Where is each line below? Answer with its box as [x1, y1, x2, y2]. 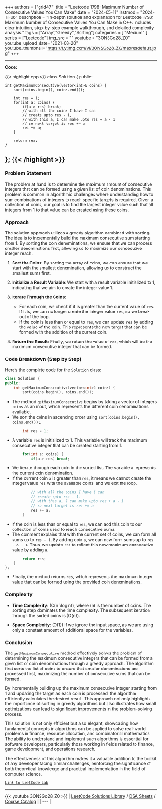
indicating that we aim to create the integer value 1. [12, 284, 114, 290]
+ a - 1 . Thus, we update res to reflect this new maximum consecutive [12, 542, 153, 547]
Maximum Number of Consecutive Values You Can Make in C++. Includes [5, 19, 151, 25]
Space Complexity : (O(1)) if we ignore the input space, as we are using [12, 622, 153, 628]
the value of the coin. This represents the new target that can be [19, 324, 147, 330]
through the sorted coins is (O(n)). [12, 612, 81, 618]
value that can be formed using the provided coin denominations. [12, 579, 142, 585]
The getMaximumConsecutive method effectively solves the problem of [5, 650, 142, 656]
